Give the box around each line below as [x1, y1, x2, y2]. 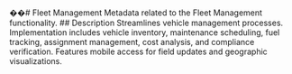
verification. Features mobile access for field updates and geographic [9, 46, 268, 57]
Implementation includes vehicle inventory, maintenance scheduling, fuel [9, 27, 280, 38]
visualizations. [9, 56, 63, 66]
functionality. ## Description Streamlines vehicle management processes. [9, 17, 284, 28]
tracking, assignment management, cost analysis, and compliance [9, 37, 255, 47]
